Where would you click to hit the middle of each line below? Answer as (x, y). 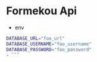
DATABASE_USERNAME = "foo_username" (49, 44)
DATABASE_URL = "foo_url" (36, 38)
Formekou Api (42, 11)
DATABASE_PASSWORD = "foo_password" (49, 49)
